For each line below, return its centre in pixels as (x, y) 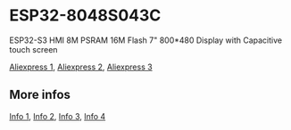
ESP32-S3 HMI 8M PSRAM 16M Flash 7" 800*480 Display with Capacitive (146, 40)
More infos (40, 95)
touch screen (33, 49)
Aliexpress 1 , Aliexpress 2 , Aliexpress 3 (81, 67)
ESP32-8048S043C (85, 16)
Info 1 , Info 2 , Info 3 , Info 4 (58, 116)
